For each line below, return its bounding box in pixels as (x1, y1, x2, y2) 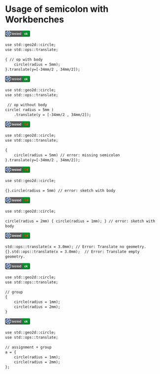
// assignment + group (5, 344, 52, 350)
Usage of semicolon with (5, 3, 109, 15)
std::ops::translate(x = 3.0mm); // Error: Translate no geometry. (5, 244, 147, 249)
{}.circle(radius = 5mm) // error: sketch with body (5, 188, 116, 193)
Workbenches (5, 14, 64, 25)
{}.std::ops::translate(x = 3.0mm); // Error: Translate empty (5, 249, 140, 254)
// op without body (7, 102, 48, 107)
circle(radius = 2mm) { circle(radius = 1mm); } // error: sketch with (5, 219, 155, 224)
